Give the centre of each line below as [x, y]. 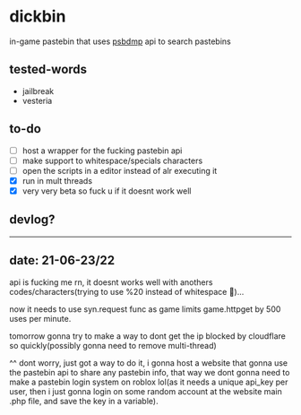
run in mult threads [57, 180]
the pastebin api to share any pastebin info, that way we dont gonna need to [150, 372]
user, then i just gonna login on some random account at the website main [146, 391]
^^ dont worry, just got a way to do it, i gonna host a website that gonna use [149, 363]
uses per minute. [40, 318]
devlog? [32, 220]
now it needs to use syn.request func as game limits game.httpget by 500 [145, 309]
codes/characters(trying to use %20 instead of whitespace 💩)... [127, 291]
